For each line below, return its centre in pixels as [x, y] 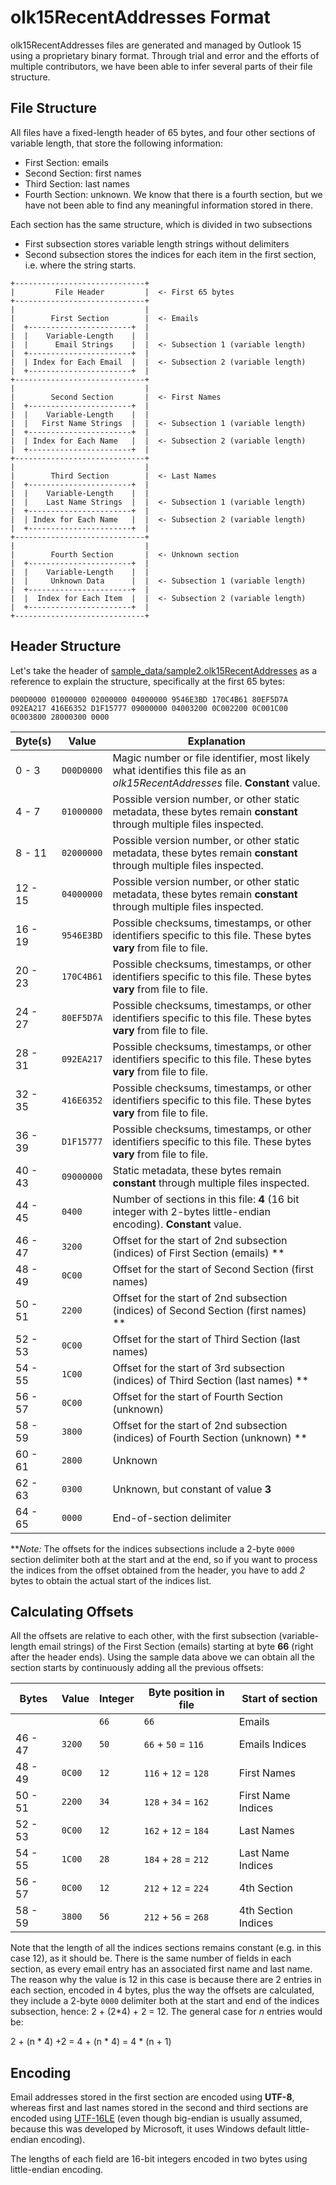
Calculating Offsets [72, 1611]
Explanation [216, 741]
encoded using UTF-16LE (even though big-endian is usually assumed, [156, 2118]
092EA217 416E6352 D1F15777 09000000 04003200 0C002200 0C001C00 [149, 708]
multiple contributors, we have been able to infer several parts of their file [161, 66]
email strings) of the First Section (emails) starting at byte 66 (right [176, 1647]
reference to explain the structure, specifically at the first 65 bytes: [148, 681]
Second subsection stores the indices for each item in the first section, [170, 254]
